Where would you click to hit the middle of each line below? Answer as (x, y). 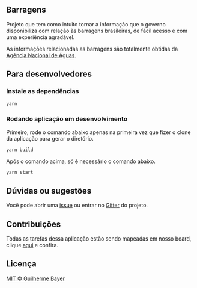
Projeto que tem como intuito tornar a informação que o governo (86, 24)
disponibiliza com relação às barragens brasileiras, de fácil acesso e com (97, 31)
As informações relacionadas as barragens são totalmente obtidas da (92, 49)
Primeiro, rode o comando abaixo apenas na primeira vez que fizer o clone (98, 132)
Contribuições (34, 224)
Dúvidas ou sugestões (49, 191)
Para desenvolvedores (49, 74)
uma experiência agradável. (41, 37)
